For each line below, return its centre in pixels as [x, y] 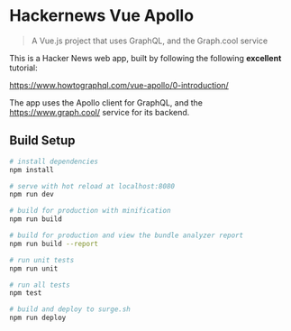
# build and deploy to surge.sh [70, 309]
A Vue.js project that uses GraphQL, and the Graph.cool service [150, 41]
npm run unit [34, 268]
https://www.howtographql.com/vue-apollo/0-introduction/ [119, 85]
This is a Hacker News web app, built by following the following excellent [145, 58]
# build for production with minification [90, 211]
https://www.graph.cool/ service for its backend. [100, 112]
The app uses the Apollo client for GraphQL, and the [106, 102]
